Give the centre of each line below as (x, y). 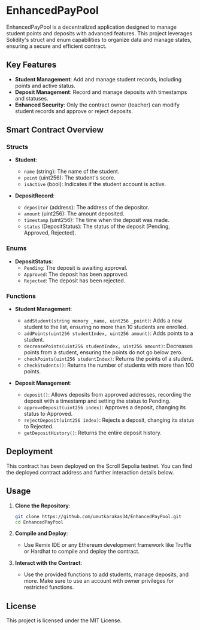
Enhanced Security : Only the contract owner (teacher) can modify (97, 105)
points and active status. (45, 86)
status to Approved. (48, 414)
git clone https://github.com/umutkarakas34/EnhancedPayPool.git (98, 516)
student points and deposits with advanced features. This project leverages (99, 33)
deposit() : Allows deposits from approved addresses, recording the (107, 395)
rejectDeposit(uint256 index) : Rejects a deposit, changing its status (109, 420)
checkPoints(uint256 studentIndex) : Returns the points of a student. (108, 359)
